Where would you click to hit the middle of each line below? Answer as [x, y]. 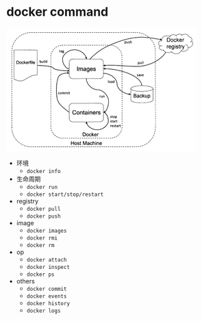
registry [27, 201]
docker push [43, 216]
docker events [47, 296]
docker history [48, 303]
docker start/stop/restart [65, 194]
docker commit [47, 289]
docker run [42, 187]
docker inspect [48, 267]
